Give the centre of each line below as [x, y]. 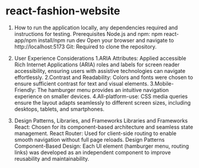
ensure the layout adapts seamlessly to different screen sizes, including [102, 102]
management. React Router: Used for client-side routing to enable [95, 133]
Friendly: [25, 90]
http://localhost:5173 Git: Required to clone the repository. [85, 47]
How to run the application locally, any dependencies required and [96, 28]
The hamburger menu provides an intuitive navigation [103, 90]
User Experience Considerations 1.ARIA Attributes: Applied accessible [100, 58]
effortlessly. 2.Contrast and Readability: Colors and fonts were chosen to [104, 77]
